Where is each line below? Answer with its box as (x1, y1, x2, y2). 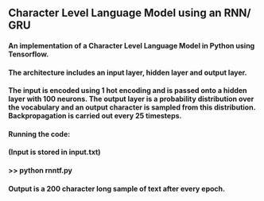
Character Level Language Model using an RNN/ (8, 6, 251, 20)
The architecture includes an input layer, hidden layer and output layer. (8, 68, 248, 77)
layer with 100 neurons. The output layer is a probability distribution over (8, 95, 254, 104)
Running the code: (8, 129, 71, 138)
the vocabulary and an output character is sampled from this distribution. (8, 102, 256, 112)
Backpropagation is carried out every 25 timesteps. (8, 111, 182, 121)
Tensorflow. (8, 49, 49, 59)
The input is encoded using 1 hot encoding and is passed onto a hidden (8, 86, 248, 95)
